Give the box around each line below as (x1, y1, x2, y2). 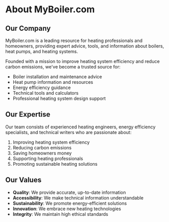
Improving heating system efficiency (12, 139, 90, 145)
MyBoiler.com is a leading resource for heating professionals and (5, 37, 143, 43)
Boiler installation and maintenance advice (12, 74, 102, 80)
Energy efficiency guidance (12, 84, 71, 91)
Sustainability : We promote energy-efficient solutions (12, 200, 127, 206)
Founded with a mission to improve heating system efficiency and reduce (5, 58, 160, 64)
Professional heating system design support (12, 96, 106, 101)
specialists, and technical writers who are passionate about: (5, 129, 132, 135)
